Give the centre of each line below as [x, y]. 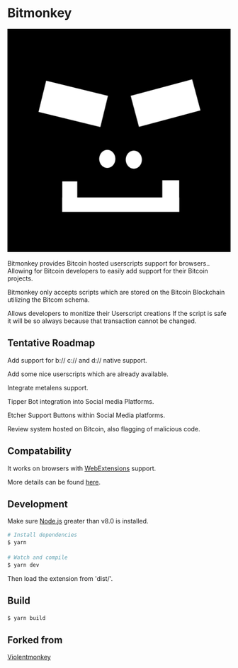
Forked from [35, 640]
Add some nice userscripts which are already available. [88, 374]
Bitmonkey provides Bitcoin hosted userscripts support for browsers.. [109, 263]
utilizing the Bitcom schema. [49, 300]
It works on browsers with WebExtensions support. [82, 468]
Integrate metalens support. [48, 387]
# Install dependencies [42, 535]
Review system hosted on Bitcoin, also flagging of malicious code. [104, 429]
